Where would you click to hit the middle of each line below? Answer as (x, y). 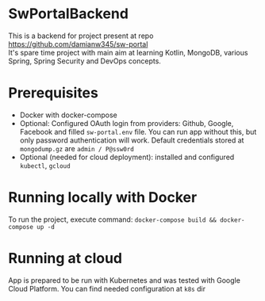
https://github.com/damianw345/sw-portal (78, 44)
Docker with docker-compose (68, 115)
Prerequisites (54, 93)
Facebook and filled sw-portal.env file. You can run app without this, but (138, 131)
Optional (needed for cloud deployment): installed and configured (127, 157)
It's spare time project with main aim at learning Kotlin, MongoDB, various (128, 52)
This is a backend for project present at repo (81, 36)
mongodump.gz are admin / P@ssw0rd (77, 148)
